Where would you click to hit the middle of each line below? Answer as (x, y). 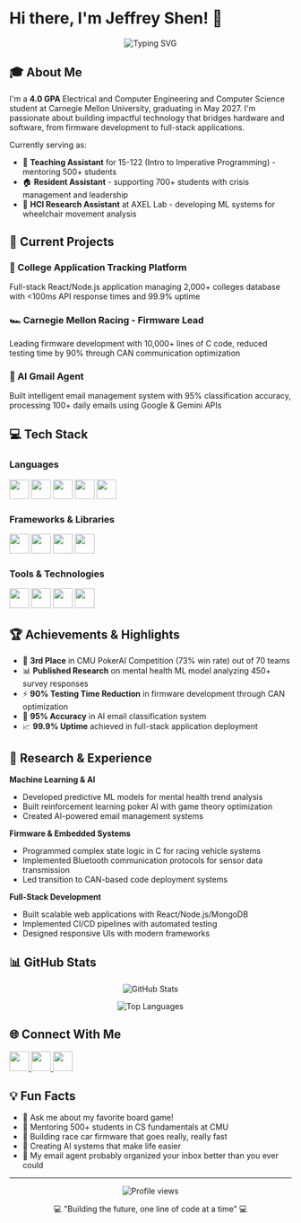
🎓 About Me (46, 72)
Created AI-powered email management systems (113, 815)
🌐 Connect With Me (65, 1035)
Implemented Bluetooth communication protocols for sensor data (142, 860)
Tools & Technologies (57, 574)
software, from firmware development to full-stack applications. (127, 127)
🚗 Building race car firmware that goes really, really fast (125, 1137)
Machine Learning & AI (52, 779)
